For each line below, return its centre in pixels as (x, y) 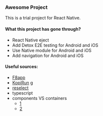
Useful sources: (21, 67)
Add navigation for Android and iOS (48, 56)
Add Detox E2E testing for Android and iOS (55, 45)
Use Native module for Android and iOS (52, 50)
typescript (22, 93)
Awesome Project (26, 7)
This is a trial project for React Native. (43, 18)
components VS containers (40, 98)
